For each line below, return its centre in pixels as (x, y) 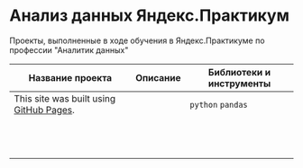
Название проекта (70, 77)
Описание (158, 77)
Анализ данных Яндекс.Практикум (150, 16)
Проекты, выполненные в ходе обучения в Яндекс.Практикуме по (137, 40)
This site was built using (65, 98)
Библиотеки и (239, 72)
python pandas (219, 105)
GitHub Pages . (44, 110)
